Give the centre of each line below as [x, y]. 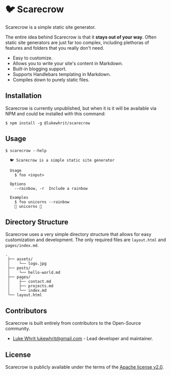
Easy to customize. [32, 58]
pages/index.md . [22, 245]
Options [18, 184]
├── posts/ [19, 268]
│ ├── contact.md [29, 282]
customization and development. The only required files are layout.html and [86, 240]
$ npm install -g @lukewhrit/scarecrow [48, 123]
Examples [19, 198]
